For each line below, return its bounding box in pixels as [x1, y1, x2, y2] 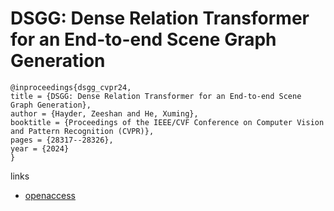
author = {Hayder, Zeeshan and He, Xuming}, [10, 108, 199, 119]
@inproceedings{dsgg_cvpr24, [10, 82, 132, 92]
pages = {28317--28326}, [10, 135, 114, 145]
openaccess [24, 189, 76, 201]
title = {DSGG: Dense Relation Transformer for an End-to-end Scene [10, 91, 302, 101]
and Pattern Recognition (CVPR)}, [10, 126, 155, 136]
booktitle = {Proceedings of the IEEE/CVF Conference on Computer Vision [10, 117, 325, 127]
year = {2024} [10, 143, 70, 154]
